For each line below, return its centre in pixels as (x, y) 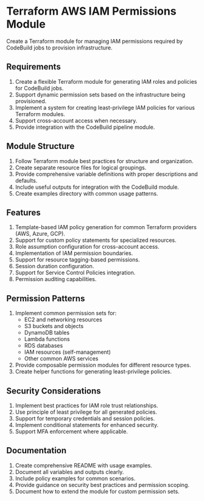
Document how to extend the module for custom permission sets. (97, 491)
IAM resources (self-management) (68, 352)
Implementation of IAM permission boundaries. (74, 253)
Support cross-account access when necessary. (76, 120)
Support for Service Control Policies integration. (75, 272)
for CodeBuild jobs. (39, 88)
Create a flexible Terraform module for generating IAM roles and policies (106, 81)
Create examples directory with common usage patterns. (86, 193)
